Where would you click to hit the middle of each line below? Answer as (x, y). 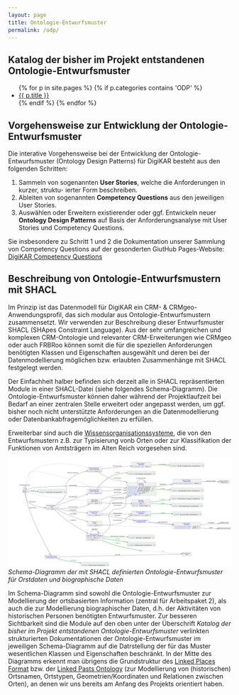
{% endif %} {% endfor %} (57, 103)
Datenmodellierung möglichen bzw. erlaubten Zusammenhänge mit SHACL (117, 360)
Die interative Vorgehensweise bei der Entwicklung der (88, 153)
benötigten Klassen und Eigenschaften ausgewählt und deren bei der (109, 352)
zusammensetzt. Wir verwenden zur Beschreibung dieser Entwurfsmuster (116, 322)
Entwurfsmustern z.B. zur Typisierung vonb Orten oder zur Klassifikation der (120, 440)
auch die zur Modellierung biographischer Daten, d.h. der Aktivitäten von (115, 608)
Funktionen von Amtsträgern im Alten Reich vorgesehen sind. (98, 448)
